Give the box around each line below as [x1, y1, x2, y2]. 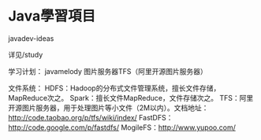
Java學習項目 [8, 7, 96, 25]
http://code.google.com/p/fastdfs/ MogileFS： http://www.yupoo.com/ [8, 123, 237, 132]
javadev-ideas [8, 33, 54, 43]
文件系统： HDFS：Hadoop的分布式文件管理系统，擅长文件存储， [8, 83, 221, 93]
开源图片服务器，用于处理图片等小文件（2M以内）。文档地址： [8, 103, 209, 112]
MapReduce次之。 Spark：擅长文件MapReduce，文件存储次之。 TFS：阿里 [8, 93, 254, 102]
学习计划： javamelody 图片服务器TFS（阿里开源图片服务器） [8, 66, 207, 76]
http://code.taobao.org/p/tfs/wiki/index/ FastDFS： [8, 112, 173, 122]
